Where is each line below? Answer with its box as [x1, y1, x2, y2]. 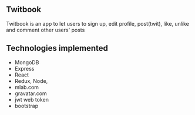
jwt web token [14, 96, 49, 103]
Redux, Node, [14, 77, 48, 84]
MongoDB [14, 58, 39, 66]
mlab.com [14, 83, 39, 90]
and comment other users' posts [6, 26, 85, 33]
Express [14, 65, 35, 72]
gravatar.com [14, 90, 47, 97]
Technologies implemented [6, 43, 109, 53]
